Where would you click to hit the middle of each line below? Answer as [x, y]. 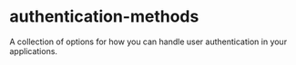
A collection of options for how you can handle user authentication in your [148, 42]
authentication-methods [104, 17]
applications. [33, 51]
